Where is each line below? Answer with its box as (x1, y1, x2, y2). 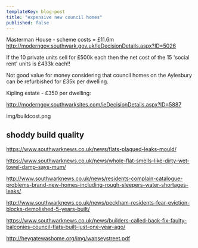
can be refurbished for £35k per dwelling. (6, 78, 109, 85)
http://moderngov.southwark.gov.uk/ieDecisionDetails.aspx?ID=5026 (6, 42, 177, 49)
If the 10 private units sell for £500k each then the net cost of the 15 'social (6, 54, 190, 61)
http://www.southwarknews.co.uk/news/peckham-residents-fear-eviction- (6, 199, 190, 206)
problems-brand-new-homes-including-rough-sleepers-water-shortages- (6, 181, 189, 189)
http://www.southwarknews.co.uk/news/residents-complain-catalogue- (6, 175, 183, 182)
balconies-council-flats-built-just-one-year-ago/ (6, 224, 126, 231)
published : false (6, 20, 49, 26)
